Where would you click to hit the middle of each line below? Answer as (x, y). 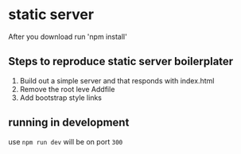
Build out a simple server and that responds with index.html (117, 80)
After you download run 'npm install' (68, 37)
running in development (69, 123)
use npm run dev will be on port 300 (66, 141)
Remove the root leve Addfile (67, 89)
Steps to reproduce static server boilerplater (121, 62)
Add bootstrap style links (60, 98)
